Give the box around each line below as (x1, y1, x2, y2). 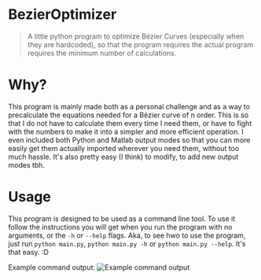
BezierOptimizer (8, 6, 117, 24)
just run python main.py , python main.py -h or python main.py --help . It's (8, 238, 246, 249)
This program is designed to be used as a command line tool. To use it (8, 214, 236, 223)
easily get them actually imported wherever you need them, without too (8, 143, 240, 153)
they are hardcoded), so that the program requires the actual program (27, 39, 254, 49)
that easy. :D (8, 247, 50, 256)
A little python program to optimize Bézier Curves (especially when (27, 31, 244, 41)
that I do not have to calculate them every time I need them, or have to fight (8, 118, 252, 127)
